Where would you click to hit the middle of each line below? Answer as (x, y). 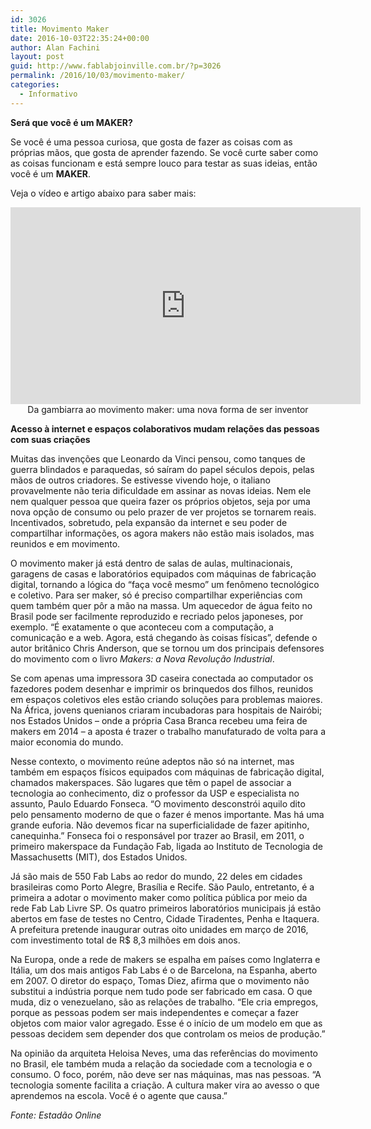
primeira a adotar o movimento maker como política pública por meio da (159, 897)
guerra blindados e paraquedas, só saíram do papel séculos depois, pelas (162, 469)
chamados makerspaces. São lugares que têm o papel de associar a (151, 782)
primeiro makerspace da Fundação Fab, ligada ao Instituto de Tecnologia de (166, 846)
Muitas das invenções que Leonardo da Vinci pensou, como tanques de (158, 458)
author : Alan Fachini (55, 47)
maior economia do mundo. (67, 742)
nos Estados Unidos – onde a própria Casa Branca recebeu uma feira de (159, 720)
